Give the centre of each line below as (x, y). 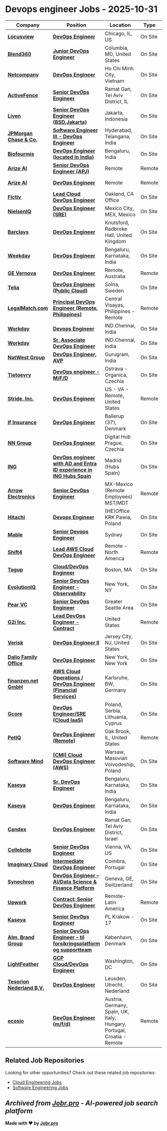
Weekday (19, 256)
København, (119, 937)
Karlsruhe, (117, 678)
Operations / (68, 678)
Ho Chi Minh (119, 68)
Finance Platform (74, 888)
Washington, (119, 961)
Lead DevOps (69, 616)
